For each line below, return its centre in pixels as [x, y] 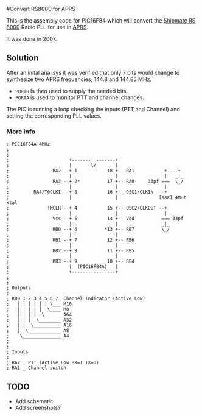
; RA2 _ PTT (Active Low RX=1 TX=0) [53, 363]
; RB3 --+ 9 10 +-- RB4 [71, 261]
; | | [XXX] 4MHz [96, 197]
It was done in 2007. [32, 39]
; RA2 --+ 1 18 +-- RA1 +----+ [94, 171]
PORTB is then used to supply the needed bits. [71, 91]
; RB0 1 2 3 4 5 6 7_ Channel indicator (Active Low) [76, 299]
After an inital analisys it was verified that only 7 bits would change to [93, 72]
